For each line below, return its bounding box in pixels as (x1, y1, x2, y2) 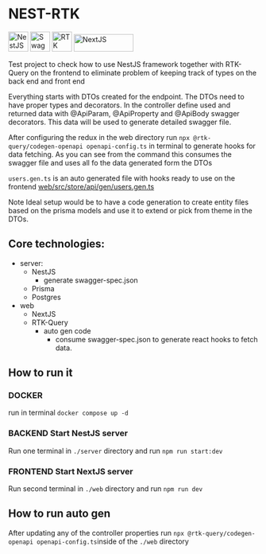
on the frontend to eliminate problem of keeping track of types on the (30, 68, 256, 77)
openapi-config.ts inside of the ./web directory (37, 536, 189, 546)
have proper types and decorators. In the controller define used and (8, 100, 231, 110)
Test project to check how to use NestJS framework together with (8, 59, 224, 68)
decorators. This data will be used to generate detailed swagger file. (8, 117, 232, 127)
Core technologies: (8, 237, 106, 251)
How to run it (8, 366, 73, 380)
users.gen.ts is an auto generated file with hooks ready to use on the (8, 173, 236, 183)
